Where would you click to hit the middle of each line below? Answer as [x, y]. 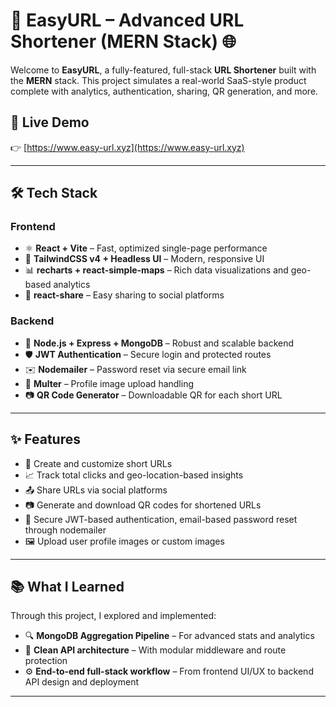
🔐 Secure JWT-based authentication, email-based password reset [161, 519]
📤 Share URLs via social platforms [96, 490]
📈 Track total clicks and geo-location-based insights [134, 475]
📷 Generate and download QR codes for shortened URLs [143, 505]
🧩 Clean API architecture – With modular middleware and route [155, 650]
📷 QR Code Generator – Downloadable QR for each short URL [153, 395]
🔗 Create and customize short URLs [98, 463]
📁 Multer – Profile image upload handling [109, 383]
